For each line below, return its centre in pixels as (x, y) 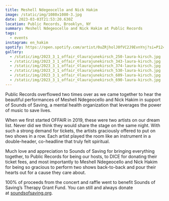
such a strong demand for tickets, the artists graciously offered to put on (80, 131)
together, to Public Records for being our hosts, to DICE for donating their (81, 156)
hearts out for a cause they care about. (46, 172)
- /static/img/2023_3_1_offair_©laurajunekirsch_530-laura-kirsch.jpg (85, 71)
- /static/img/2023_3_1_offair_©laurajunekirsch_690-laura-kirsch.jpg (85, 80)
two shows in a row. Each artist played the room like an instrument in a (78, 136)
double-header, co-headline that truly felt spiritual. (58, 141)
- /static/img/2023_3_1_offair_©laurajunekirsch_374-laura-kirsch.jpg (85, 66)
